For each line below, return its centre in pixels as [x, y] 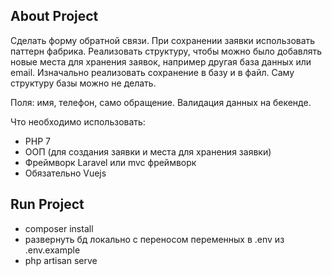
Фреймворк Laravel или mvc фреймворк [110, 162]
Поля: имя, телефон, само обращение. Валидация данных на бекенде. [161, 102]
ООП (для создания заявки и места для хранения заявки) [148, 151]
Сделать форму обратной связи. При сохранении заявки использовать [163, 40]
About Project [54, 16]
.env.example [52, 250]
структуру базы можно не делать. [83, 83]
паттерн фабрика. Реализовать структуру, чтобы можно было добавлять [166, 51]
